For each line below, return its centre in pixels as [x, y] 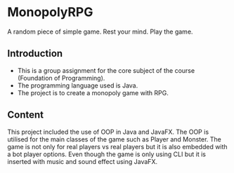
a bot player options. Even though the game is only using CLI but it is [106, 154]
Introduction [35, 54]
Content [26, 115]
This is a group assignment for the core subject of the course [106, 70]
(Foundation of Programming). [61, 78]
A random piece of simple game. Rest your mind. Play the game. [100, 32]
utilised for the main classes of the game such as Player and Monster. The [114, 139]
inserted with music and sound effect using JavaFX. [83, 161]
